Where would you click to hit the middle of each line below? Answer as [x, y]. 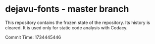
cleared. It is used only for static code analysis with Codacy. [66, 27]
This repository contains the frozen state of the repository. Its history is [77, 22]
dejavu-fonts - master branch [67, 9]
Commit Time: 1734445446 [33, 37]
